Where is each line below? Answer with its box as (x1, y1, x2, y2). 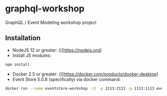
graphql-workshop (5, 3, 84, 14)
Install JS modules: (12, 52, 51, 58)
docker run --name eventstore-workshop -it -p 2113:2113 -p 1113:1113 (5, 86, 155, 91)
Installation (5, 34, 41, 42)
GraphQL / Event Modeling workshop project (5, 19, 97, 25)
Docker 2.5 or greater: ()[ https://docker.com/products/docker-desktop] (12, 71, 158, 77)
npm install (5, 62, 30, 67)
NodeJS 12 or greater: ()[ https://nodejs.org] (12, 47, 102, 53)
